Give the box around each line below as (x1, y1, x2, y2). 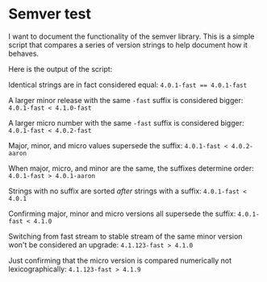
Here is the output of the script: (8, 64, 113, 73)
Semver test (8, 5, 91, 23)
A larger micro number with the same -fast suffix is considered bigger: (8, 118, 244, 127)
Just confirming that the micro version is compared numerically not (8, 255, 232, 265)
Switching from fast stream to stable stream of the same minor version (8, 231, 243, 241)
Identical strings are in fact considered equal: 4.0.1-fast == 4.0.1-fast (8, 80, 248, 89)
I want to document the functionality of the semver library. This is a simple (8, 31, 255, 41)
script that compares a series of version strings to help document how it (8, 39, 248, 49)
